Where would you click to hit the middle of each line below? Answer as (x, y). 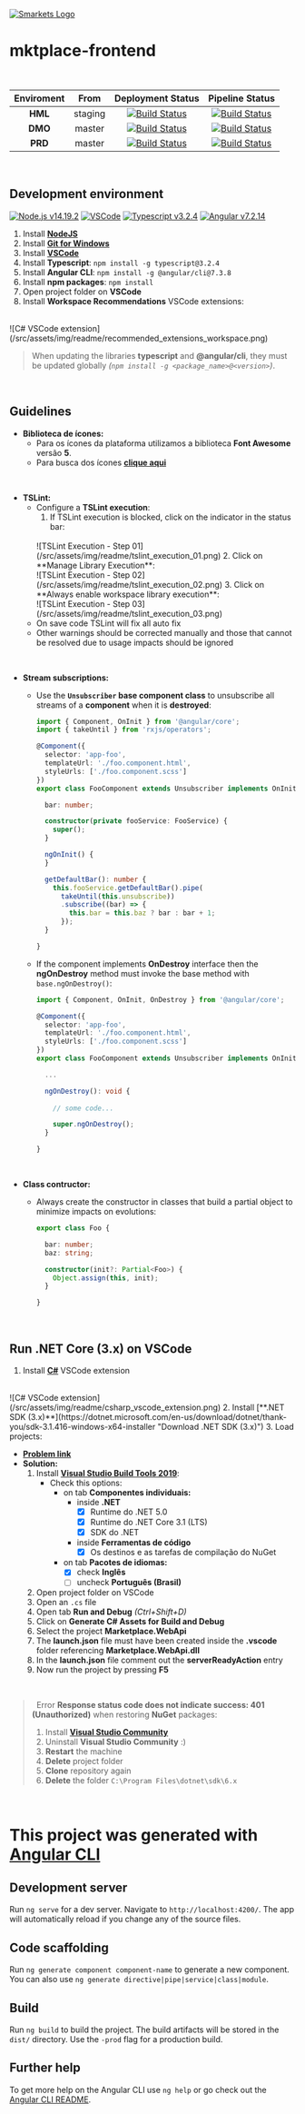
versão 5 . (54, 452)
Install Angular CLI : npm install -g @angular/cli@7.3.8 (127, 272)
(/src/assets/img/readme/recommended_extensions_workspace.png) (139, 338)
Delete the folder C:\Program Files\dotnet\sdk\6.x (141, 1781)
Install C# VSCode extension (76, 1370)
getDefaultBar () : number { (95, 879)
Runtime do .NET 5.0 (129, 1512)
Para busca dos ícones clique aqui (101, 462)
